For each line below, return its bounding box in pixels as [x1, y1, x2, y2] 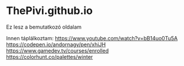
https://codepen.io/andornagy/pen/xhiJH [6, 41, 106, 48]
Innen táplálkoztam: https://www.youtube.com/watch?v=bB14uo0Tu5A [6, 34, 178, 41]
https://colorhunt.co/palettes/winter [6, 53, 93, 60]
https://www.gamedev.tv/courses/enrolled [6, 47, 109, 54]
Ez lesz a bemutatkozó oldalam [6, 23, 82, 30]
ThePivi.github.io [6, 4, 93, 18]
